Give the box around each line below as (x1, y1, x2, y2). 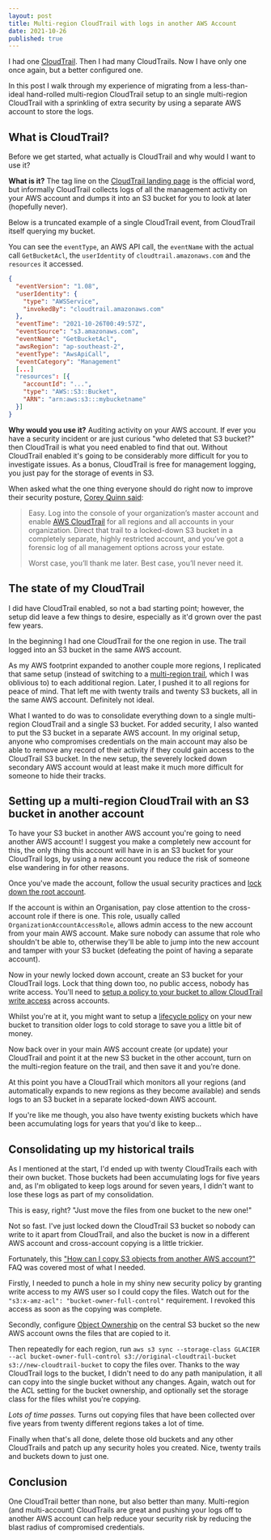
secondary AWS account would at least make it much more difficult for (8, 762, 244, 772)
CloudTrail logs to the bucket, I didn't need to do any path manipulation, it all (8, 1368, 263, 1378)
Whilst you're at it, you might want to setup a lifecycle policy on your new (8, 1012, 252, 1022)
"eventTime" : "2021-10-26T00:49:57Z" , (15, 320, 147, 328)
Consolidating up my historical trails (8, 1142, 195, 1156)
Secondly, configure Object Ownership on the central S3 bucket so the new (8, 1320, 260, 1329)
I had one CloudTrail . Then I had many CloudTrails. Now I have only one (8, 57, 247, 66)
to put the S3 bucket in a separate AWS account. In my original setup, (8, 727, 240, 737)
